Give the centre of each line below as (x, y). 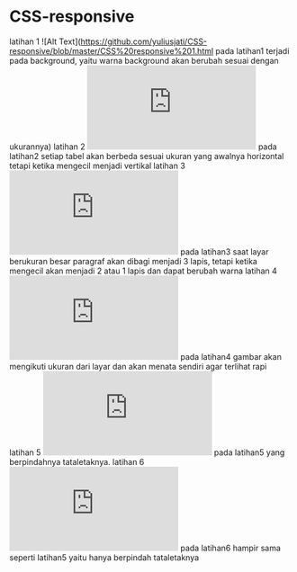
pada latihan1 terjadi (252, 50)
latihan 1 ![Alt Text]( (45, 41)
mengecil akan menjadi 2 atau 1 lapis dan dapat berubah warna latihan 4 (143, 271)
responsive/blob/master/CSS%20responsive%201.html (112, 50)
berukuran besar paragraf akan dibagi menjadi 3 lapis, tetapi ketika (134, 261)
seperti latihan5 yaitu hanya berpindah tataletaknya (104, 557)
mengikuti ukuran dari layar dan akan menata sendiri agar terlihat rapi (138, 366)
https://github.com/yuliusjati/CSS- (144, 41)
